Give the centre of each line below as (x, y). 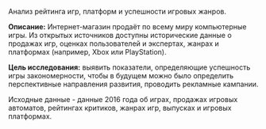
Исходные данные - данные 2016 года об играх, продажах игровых (123, 99)
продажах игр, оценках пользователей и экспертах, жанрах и (114, 44)
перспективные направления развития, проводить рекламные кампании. (133, 84)
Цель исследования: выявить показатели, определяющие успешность (129, 67)
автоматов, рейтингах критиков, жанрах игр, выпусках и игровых (120, 108)
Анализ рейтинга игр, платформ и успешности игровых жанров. (118, 11)
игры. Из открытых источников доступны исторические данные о (120, 35)
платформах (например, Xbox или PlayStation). (87, 52)
